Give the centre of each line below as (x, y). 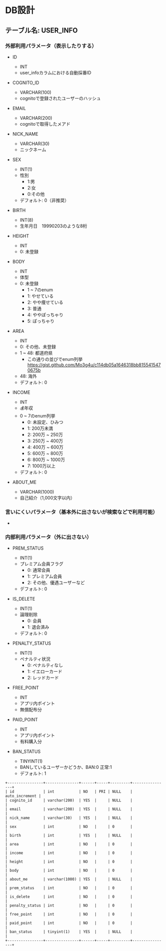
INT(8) (26, 220)
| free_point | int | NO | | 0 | (69, 914)
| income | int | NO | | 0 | (69, 853)
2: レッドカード (43, 678)
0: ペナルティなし (45, 665)
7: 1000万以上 (41, 465)
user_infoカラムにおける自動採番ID (55, 73)
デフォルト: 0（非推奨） (44, 200)
